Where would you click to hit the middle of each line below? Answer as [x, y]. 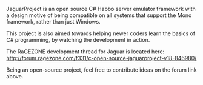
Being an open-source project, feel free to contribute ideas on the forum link [101, 70]
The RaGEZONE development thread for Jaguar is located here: [85, 52]
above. [15, 76]
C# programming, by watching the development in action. [78, 40]
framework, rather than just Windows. [54, 22]
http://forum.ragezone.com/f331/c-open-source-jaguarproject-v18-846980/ [101, 58]
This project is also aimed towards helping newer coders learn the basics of [101, 33]
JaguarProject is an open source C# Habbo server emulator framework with [101, 9]
